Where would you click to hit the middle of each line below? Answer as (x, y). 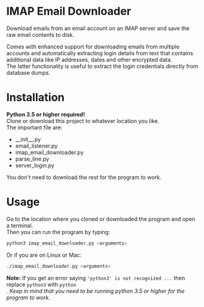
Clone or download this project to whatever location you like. (83, 121)
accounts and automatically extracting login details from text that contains (100, 53)
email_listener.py (36, 146)
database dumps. (28, 72)
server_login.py (35, 165)
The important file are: (34, 127)
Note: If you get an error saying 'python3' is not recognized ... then (96, 278)
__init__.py (28, 139)
